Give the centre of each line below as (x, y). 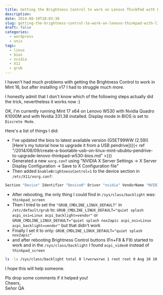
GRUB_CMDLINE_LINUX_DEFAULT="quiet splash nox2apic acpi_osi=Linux (81, 221)
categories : (17, 32)
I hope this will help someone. (35, 268)
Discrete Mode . (20, 121)
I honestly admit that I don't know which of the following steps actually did (79, 97)
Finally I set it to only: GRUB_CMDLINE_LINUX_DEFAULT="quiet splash (77, 230)
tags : (10, 46)
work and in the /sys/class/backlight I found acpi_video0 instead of (81, 245)
